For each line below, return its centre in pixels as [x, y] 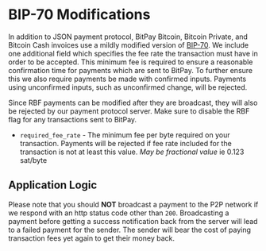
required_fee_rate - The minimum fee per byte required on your [125, 135]
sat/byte [33, 160]
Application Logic [53, 185]
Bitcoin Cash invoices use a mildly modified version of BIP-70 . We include [128, 44]
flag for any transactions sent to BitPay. [73, 119]
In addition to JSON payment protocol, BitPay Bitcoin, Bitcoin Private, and [128, 37]
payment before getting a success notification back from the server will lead [133, 221]
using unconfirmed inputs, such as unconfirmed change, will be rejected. [128, 87]
